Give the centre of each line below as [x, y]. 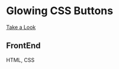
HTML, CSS [20, 60]
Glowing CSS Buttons [60, 11]
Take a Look [21, 27]
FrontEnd [23, 46]
